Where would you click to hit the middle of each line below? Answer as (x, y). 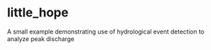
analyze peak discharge (41, 38)
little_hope (38, 13)
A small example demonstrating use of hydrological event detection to (106, 32)
